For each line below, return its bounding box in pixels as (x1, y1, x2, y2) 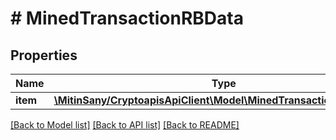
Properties (10, 47, 78, 64)
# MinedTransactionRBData (10, 7, 244, 30)
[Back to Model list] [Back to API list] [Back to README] (10, 119, 240, 131)
